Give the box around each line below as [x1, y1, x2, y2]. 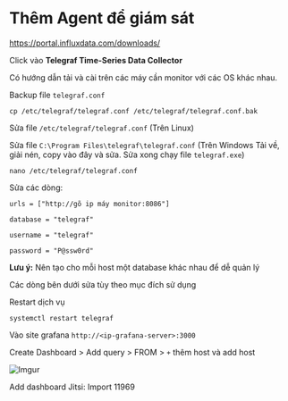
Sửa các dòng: [9, 182, 64, 193]
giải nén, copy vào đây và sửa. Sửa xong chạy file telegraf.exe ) [9, 149, 245, 160]
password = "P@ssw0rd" [9, 246, 94, 255]
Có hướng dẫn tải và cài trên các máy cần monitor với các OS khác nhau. [9, 71, 278, 83]
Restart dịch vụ [9, 297, 65, 307]
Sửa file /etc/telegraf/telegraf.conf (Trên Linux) [9, 122, 195, 133]
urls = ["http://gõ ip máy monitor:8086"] [9, 199, 170, 208]
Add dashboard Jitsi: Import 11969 [9, 381, 136, 392]
